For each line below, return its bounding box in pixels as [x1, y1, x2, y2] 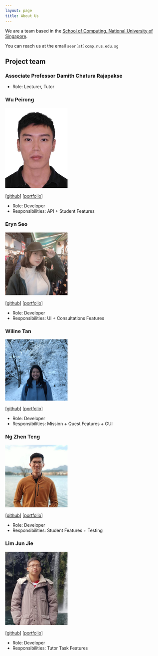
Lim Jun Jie [5, 540, 34, 547]
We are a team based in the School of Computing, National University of [5, 28, 153, 34]
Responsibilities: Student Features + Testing [12, 527, 103, 533]
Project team [5, 57, 46, 66]
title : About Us [5, 13, 39, 19]
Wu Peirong [5, 96, 34, 103]
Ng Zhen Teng [5, 433, 40, 440]
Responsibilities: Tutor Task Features [12, 645, 88, 651]
